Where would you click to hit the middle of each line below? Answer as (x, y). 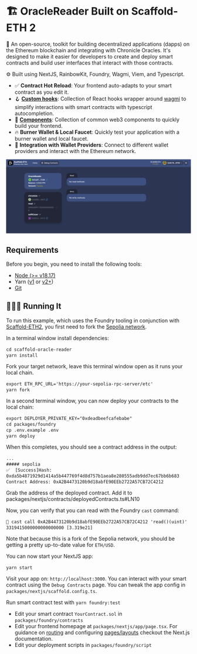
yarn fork (18, 390)
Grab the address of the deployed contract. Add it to (69, 493)
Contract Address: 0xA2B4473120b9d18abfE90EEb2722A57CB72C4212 (85, 482)
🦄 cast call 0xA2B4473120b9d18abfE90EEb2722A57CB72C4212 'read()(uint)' (97, 522)
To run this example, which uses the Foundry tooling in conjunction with (93, 320)
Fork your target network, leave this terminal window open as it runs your (94, 366)
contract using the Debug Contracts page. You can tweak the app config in (96, 585)
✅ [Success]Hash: (29, 470)
